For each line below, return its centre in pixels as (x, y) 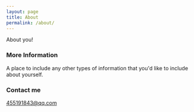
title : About (22, 17)
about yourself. (25, 74)
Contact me (24, 90)
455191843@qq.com (32, 102)
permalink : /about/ (30, 23)
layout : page (22, 12)
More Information (32, 55)
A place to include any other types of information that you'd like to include (97, 68)
